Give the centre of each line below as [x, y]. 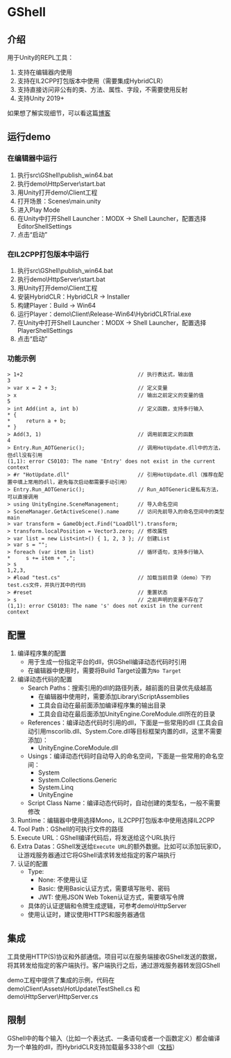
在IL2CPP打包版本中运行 [48, 254]
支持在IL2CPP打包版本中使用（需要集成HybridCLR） [92, 81]
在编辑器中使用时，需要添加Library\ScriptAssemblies [113, 697]
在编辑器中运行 [32, 158]
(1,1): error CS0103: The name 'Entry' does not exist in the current [111, 462]
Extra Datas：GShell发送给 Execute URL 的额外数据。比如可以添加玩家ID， [121, 846]
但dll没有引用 [25, 456]
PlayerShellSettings [45, 330]
